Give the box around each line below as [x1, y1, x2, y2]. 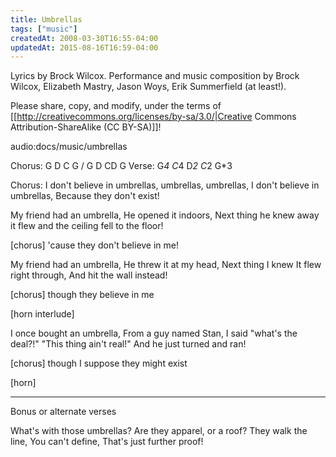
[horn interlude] [10, 308, 75, 320]
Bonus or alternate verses [10, 406, 117, 418]
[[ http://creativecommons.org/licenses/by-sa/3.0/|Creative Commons [10, 111, 297, 123]
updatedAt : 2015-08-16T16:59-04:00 [10, 42, 159, 53]
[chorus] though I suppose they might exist [10, 357, 188, 370]
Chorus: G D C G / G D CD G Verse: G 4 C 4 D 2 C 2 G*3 [10, 160, 233, 172]
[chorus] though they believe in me [10, 289, 155, 301]
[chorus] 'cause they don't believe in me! [10, 239, 180, 251]
